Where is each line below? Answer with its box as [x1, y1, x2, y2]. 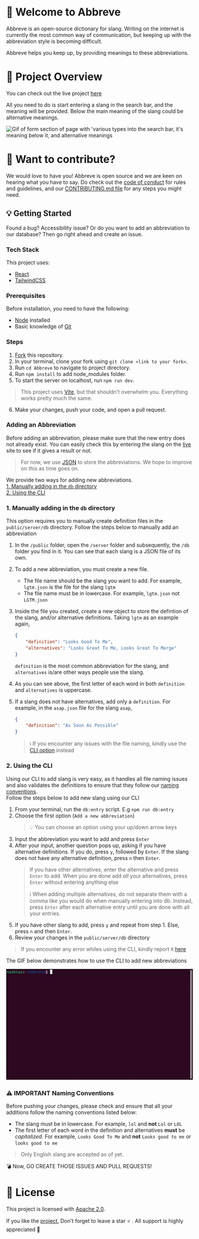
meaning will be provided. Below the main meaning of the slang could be [6, 107, 184, 115]
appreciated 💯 [6, 1225, 40, 1233]
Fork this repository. [14, 351, 64, 359]
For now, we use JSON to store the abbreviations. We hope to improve [20, 458, 192, 466]
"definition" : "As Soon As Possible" [25, 723, 119, 729]
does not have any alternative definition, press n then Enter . [14, 854, 161, 861]
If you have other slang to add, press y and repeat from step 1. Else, [14, 921, 179, 929]
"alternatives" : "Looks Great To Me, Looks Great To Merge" [25, 645, 177, 651]
